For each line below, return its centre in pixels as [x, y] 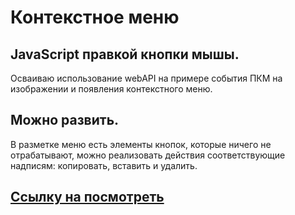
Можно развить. [65, 120]
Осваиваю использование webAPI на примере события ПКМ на [146, 78]
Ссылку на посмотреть [87, 197]
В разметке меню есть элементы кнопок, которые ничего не [141, 144]
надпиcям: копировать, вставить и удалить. [104, 165]
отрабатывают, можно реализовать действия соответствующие [148, 155]
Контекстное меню [95, 17]
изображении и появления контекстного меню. [111, 89]
